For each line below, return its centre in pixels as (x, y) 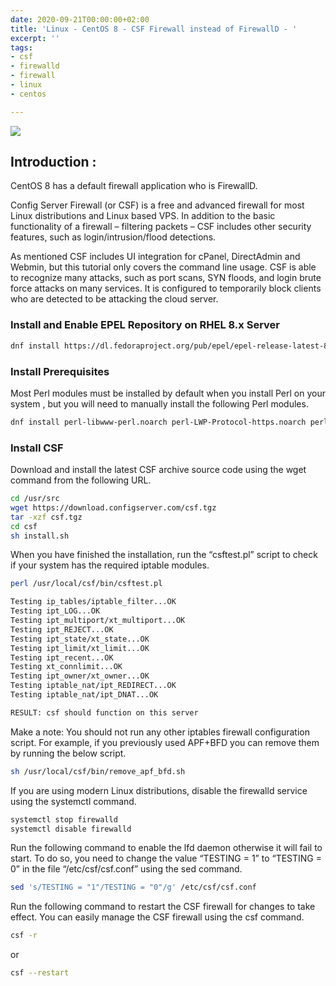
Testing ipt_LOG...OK (55, 611)
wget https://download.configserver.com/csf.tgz (113, 507)
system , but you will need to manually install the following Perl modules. (159, 403)
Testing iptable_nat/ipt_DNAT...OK (84, 695)
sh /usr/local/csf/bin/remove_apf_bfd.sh (98, 771)
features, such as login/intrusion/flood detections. (113, 237)
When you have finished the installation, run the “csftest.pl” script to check (164, 555)
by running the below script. (68, 753)
